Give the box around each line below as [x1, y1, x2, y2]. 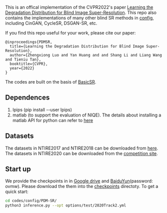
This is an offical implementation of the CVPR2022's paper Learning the [5, 4, 153, 10]
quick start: [5, 188, 28, 194]
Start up [5, 165, 31, 173]
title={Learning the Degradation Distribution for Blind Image [9, 44, 144, 49]
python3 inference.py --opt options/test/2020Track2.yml [5, 203, 126, 208]
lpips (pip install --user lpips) [12, 106, 72, 112]
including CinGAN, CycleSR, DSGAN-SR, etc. [5, 20, 97, 26]
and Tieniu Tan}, [5, 57, 41, 62]
